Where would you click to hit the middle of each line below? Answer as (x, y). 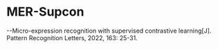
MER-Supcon (45, 12)
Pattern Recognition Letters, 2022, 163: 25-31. (72, 37)
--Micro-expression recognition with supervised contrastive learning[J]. (109, 31)
